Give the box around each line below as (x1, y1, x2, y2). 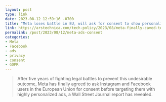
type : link (5, 12, 28, 17)
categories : (5, 35, 30, 40)
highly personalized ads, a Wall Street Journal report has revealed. (17, 92, 153, 98)
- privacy (5, 53, 26, 58)
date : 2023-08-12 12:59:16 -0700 (5, 16, 74, 21)
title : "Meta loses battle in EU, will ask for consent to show (5, 21, 140, 26)
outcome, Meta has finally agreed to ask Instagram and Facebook (17, 81, 151, 87)
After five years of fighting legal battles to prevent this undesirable (17, 76, 152, 82)
